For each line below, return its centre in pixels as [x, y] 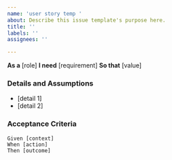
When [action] [28, 144]
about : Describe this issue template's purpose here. [87, 20]
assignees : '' [28, 40]
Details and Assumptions [50, 83]
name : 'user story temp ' [44, 14]
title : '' [21, 26]
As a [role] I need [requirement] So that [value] [75, 65]
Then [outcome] [29, 150]
